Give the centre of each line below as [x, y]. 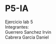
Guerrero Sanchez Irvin [28, 32]
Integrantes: [17, 27]
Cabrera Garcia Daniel [27, 37]
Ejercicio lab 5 [19, 22]
